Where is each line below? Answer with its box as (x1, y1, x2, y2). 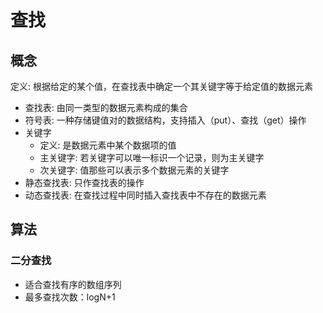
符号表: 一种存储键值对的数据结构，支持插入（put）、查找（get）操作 (24, 114, 307, 126)
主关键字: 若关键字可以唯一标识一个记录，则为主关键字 (39, 152, 265, 163)
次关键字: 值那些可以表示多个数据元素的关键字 (39, 164, 230, 176)
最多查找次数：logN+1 (24, 291, 116, 303)
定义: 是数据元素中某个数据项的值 (39, 139, 177, 151)
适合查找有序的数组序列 (24, 278, 122, 290)
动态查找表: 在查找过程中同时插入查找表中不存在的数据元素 (24, 189, 267, 201)
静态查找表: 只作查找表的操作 (24, 177, 145, 188)
